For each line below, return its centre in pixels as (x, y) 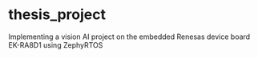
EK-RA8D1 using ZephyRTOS (56, 44)
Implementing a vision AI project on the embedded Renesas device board (129, 37)
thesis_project (57, 15)
